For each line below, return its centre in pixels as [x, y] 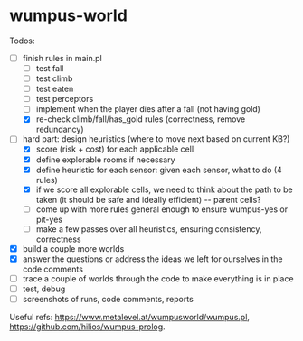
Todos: [22, 41]
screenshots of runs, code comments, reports [108, 300]
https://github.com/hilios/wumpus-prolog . [87, 327]
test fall [50, 68]
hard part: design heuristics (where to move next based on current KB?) [156, 139]
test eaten [55, 89]
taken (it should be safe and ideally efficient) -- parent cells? [148, 199]
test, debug [44, 289]
